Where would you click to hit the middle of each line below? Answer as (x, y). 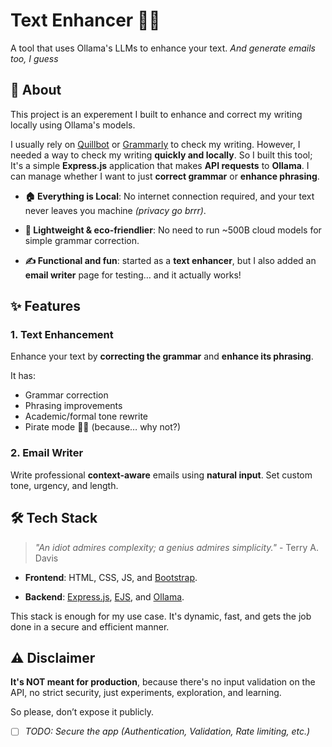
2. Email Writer (47, 453)
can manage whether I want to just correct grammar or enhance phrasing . (165, 176)
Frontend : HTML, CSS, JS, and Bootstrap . (111, 577)
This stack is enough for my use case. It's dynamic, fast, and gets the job (161, 616)
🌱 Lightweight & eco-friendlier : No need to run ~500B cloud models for (173, 230)
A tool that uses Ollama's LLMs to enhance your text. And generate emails (163, 48)
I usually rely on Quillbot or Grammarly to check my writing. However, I (155, 144)
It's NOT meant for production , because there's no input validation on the (163, 682)
